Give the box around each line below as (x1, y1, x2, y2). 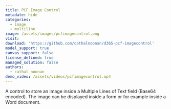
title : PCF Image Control (5, 7, 60, 13)
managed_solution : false (5, 60, 58, 65)
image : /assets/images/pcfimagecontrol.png (5, 31, 100, 36)
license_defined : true (5, 55, 54, 60)
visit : (5, 36, 19, 41)
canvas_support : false (5, 50, 54, 55)
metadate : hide (5, 12, 38, 17)
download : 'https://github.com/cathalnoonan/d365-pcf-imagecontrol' (5, 41, 155, 46)
